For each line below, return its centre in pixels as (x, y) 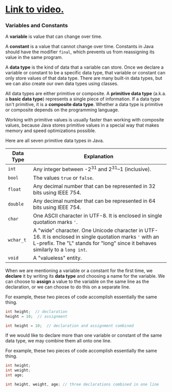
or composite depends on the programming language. (62, 110)
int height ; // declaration (36, 312)
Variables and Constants (37, 26)
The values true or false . (63, 178)
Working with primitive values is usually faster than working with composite (85, 120)
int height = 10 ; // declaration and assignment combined (70, 326)
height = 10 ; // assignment (36, 316)
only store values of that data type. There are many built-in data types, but (84, 78)
